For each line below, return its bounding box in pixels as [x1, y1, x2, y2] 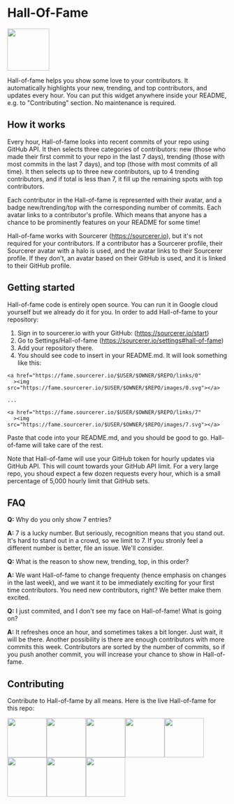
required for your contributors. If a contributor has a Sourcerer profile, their [7, 239, 224, 247]
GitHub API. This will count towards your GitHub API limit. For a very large [7, 462, 219, 470]
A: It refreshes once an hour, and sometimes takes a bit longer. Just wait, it [7, 628, 224, 637]
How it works [7, 119, 66, 131]
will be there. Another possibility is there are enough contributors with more [7, 635, 225, 644]
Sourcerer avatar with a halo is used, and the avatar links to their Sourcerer [7, 247, 224, 255]
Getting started [7, 282, 75, 293]
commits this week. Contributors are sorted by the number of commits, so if [7, 643, 226, 651]
